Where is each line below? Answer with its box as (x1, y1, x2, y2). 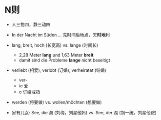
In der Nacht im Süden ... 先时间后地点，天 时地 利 (11, 32, 110, 38)
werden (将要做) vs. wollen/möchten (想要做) (11, 99, 102, 105)
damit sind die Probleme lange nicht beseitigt (19, 57, 110, 63)
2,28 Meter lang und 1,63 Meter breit (19, 52, 94, 58)
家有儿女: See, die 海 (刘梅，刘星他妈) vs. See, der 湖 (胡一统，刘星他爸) (11, 109, 157, 115)
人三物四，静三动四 (11, 21, 51, 27)
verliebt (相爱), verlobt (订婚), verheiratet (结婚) (11, 67, 107, 73)
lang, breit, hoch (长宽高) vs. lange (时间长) (11, 42, 99, 48)
